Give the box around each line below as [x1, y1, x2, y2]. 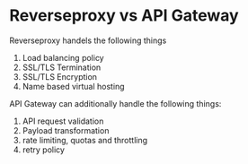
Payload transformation [22, 125, 110, 135]
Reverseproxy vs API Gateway [9, 5, 240, 26]
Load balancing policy [22, 52, 105, 63]
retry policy [22, 144, 66, 155]
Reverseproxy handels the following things [9, 35, 167, 46]
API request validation [22, 116, 104, 126]
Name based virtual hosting [22, 81, 125, 91]
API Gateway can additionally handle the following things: [9, 98, 222, 108]
